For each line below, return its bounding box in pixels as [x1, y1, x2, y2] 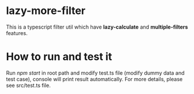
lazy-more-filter [6, 4, 86, 18]
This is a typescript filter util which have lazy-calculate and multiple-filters [6, 23, 188, 30]
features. [6, 29, 28, 36]
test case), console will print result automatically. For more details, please [6, 75, 183, 82]
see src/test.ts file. [6, 82, 51, 89]
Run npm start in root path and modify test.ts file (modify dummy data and [6, 69, 185, 76]
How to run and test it [6, 50, 112, 64]
